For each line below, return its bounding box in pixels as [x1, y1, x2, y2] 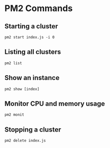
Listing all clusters [4, 48, 61, 56]
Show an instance [4, 74, 60, 82]
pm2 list [4, 61, 22, 66]
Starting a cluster [4, 22, 58, 30]
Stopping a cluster [4, 125, 62, 134]
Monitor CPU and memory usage [4, 100, 105, 108]
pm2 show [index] [4, 86, 40, 92]
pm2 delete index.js [4, 138, 47, 143]
